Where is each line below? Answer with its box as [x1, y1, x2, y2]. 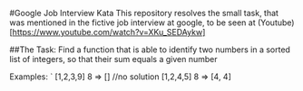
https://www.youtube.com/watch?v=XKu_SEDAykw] [12, 27, 206, 37]
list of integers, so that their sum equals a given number [9, 54, 218, 64]
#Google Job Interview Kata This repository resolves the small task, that [9, 8, 279, 18]
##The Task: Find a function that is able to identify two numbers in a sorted [9, 44, 290, 55]
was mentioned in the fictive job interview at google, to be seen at [9, 17, 256, 28]
